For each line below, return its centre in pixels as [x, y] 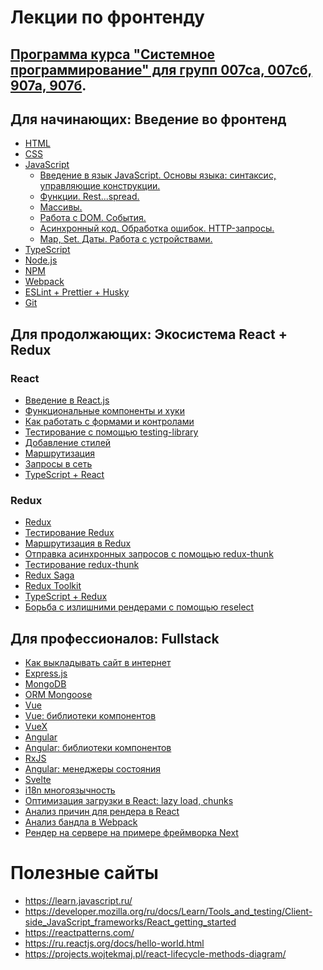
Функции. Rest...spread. [89, 197]
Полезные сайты [84, 873]
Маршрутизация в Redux [78, 543]
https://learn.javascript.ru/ [78, 901]
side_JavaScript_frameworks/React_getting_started [130, 922]
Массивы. [61, 207]
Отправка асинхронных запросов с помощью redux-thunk [149, 554]
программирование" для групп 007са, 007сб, [161, 69]
